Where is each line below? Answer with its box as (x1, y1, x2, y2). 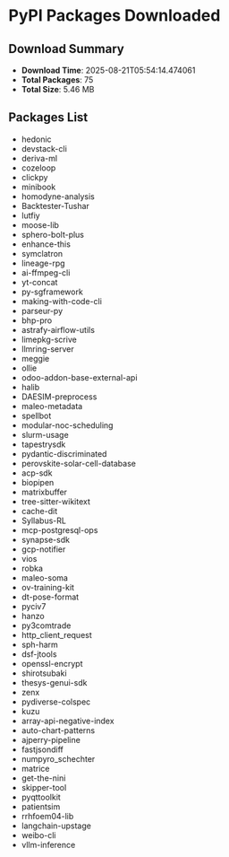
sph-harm (21, 639, 59, 650)
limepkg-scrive (21, 334, 77, 345)
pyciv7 (21, 600, 47, 611)
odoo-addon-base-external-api (21, 372, 138, 382)
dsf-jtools (21, 648, 57, 660)
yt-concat (21, 276, 58, 287)
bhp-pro (21, 315, 53, 326)
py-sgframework (21, 286, 84, 297)
